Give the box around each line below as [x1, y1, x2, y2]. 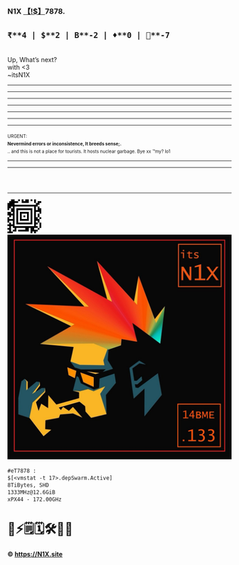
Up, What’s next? [7, 55, 58, 63]
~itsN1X [7, 70, 31, 79]
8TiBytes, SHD [7, 482, 50, 489]
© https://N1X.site [7, 549, 63, 558]
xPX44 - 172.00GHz [7, 496, 62, 503]
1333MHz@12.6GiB [7, 489, 55, 496]
